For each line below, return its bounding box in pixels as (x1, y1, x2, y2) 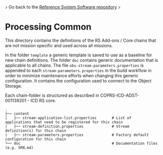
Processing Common (5, 21, 91, 33)
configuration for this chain (5, 137, 67, 141)
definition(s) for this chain (5, 128, 67, 133)
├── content (5, 111, 29, 116)
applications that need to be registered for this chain (5, 120, 123, 124)
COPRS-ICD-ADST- (100, 92, 140, 98)
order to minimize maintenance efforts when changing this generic (5, 72, 139, 78)
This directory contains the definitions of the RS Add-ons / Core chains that (5, 37, 157, 43)
